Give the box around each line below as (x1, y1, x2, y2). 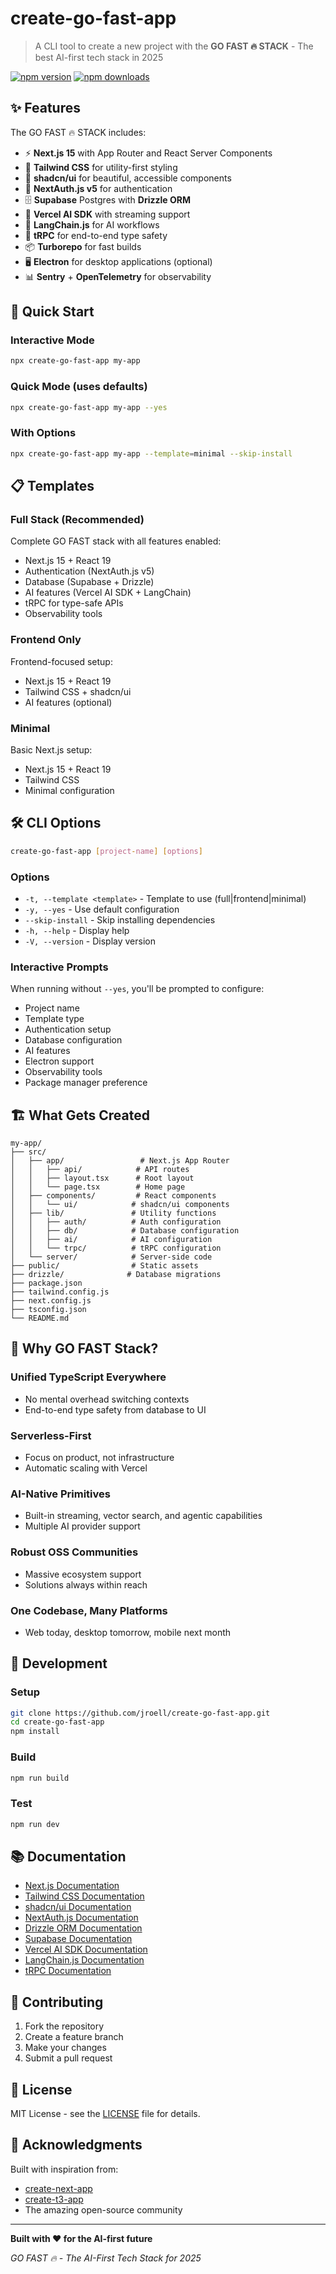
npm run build (10, 1773, 70, 1783)
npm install (10, 1727, 60, 1737)
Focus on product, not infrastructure (24, 1452, 175, 1464)
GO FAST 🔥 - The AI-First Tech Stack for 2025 (10, 2252, 202, 2264)
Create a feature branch (24, 2031, 124, 2043)
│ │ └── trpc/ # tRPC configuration (10, 1243, 222, 1254)
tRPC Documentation (24, 1965, 112, 1977)
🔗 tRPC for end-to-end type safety (24, 229, 168, 241)
